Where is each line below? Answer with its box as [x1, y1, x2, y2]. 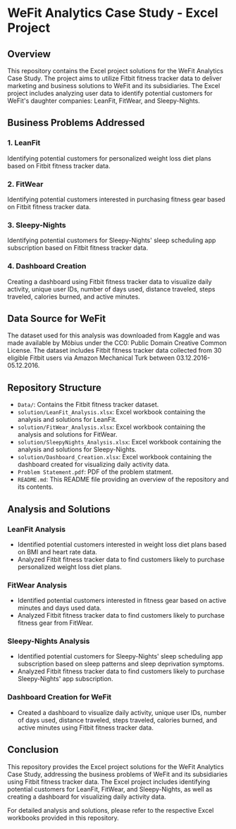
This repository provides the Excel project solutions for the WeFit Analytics [7, 762, 224, 771]
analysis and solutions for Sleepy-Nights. [17, 445, 137, 454]
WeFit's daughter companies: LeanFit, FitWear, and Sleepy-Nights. [7, 96, 201, 105]
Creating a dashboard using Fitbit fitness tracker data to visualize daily [7, 277, 212, 286]
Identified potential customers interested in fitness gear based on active [17, 597, 227, 605]
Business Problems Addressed [7, 117, 145, 129]
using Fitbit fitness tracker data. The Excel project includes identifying [7, 777, 211, 786]
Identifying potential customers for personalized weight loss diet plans [7, 154, 211, 163]
